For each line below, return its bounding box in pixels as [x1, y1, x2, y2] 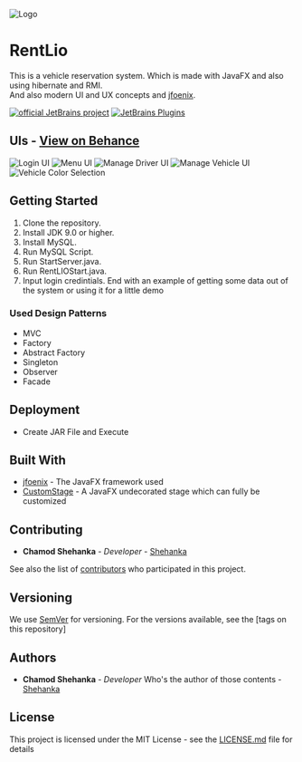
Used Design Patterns [9, 307, 108, 320]
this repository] [9, 623, 66, 634]
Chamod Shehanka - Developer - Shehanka [22, 546, 187, 557]
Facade [22, 376, 52, 387]
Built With [9, 453, 66, 468]
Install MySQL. [22, 236, 77, 247]
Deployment [9, 402, 80, 418]
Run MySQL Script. [22, 246, 94, 257]
